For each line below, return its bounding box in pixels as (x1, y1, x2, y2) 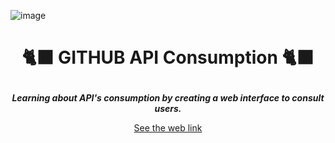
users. (154, 103, 182, 115)
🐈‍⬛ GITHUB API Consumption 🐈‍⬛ (21, 46, 315, 69)
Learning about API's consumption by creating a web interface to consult (11, 92, 325, 104)
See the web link (133, 122, 203, 134)
